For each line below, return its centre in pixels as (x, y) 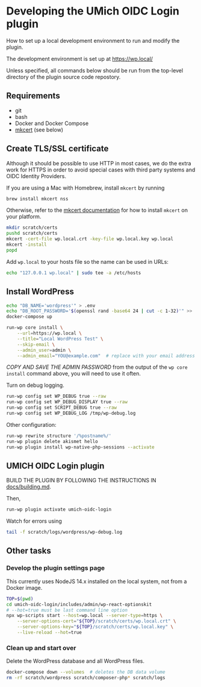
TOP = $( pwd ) (20, 599)
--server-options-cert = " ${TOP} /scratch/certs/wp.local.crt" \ (97, 621)
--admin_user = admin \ (44, 350)
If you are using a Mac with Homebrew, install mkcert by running (85, 188)
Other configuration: (31, 424)
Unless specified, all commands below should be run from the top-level (95, 70)
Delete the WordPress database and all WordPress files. (75, 661)
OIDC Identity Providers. (36, 176)
